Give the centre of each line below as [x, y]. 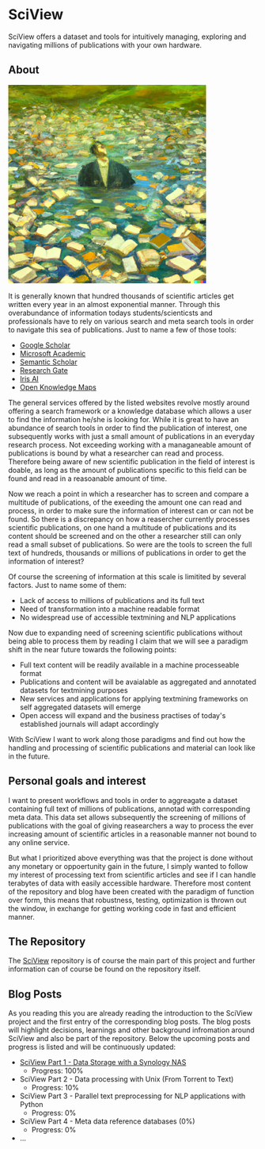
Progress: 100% [57, 1071]
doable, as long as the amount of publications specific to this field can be [128, 470]
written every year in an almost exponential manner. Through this [114, 304]
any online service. [39, 842]
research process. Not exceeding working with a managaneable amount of [130, 444]
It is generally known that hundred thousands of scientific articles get [121, 296]
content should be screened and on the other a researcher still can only [125, 536]
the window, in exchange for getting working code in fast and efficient [122, 908]
